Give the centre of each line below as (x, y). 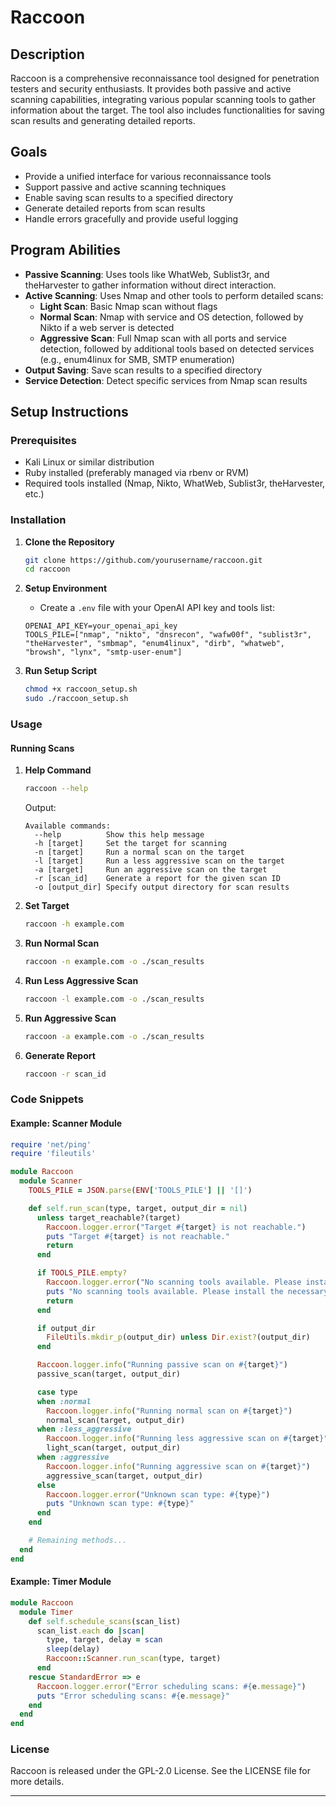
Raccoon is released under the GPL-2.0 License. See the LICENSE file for (161, 1771)
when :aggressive (73, 1457)
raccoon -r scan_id (65, 1074)
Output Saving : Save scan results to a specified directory (143, 370)
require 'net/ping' (51, 1144)
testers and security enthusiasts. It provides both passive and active (151, 89)
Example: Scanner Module (66, 1123)
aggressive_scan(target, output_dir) (124, 1476)
